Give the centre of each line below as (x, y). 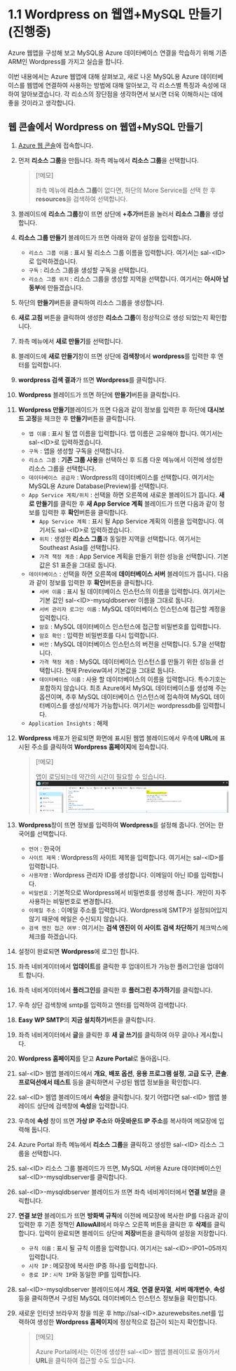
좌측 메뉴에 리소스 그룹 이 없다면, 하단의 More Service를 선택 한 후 (126, 190)
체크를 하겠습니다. (53, 937)
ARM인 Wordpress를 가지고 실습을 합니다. (66, 61)
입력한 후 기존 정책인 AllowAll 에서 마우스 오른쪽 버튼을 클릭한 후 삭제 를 (115, 1225)
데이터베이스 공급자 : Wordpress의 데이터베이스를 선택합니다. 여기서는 (122, 477)
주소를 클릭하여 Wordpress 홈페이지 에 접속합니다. (100, 747)
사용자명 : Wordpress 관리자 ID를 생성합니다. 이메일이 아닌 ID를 (114, 875)
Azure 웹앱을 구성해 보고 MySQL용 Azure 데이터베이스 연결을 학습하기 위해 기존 (118, 53)
